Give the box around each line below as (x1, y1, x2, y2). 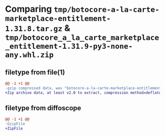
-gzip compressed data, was (5, 85, 63, 91)
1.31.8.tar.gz (5, 24, 63, 34)
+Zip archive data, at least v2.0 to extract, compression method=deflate (5, 90, 162, 95)
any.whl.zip (5, 50, 54, 60)
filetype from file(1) (5, 68, 65, 76)
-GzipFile (5, 122, 26, 127)
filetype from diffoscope (5, 104, 82, 112)
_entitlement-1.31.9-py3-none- (5, 42, 133, 51)
